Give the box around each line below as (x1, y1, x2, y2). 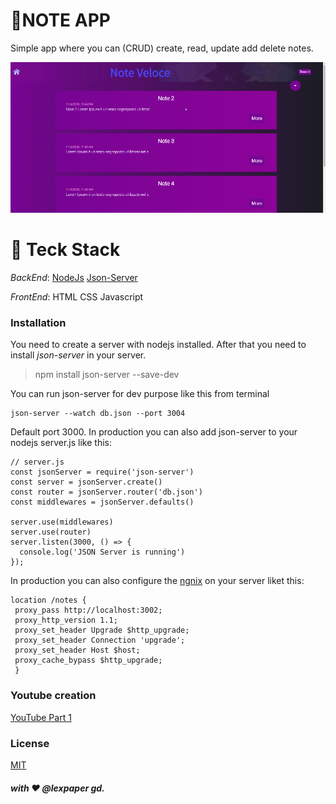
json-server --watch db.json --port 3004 (10, 409, 186, 419)
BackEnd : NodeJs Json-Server (10, 272, 138, 284)
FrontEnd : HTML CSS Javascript (10, 291, 144, 303)
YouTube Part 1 (10, 711, 72, 723)
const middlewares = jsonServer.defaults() (10, 497, 195, 508)
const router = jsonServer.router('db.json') (10, 487, 203, 498)
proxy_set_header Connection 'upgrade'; (14, 635, 186, 646)
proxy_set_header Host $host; (14, 645, 141, 656)
